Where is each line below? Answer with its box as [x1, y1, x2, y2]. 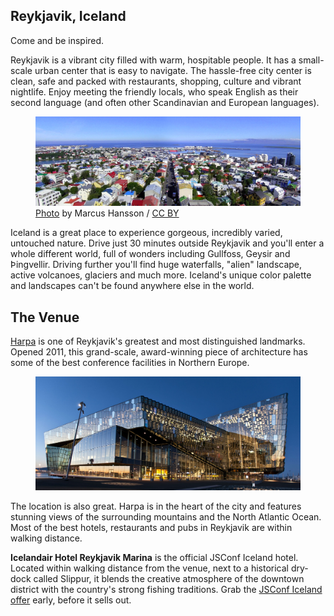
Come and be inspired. [10, 34, 105, 46]
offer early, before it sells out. [10, 594, 132, 606]
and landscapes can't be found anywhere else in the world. [10, 280, 255, 292]
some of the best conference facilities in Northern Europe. [10, 357, 250, 369]
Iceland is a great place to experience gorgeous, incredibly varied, [10, 227, 283, 239]
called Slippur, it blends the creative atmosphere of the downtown [33, 573, 305, 585]
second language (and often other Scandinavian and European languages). [10, 96, 320, 108]
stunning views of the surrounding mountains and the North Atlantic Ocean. [10, 511, 322, 523]
